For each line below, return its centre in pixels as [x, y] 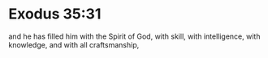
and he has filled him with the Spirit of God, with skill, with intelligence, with [134, 36]
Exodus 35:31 [55, 14]
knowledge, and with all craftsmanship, [74, 44]
